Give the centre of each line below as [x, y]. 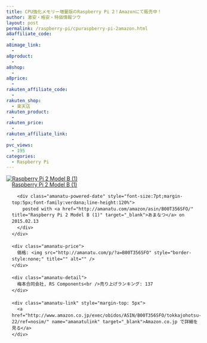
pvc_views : [20, 145]
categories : [21, 156]
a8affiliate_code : [29, 34]
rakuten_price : [25, 123]
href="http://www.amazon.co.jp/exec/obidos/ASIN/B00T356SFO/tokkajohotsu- [106, 316]
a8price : [17, 78]
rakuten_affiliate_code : [37, 90]
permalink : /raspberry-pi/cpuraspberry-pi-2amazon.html [77, 28]
